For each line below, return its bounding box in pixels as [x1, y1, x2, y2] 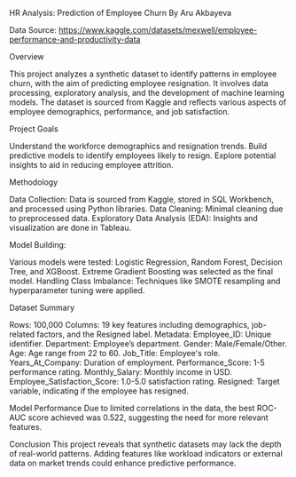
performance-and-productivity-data [9, 35, 141, 44]
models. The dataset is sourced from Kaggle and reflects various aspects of [9, 97, 286, 107]
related [9, 329, 35, 339]
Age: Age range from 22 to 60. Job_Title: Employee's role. [9, 348, 221, 358]
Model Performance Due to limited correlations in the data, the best [9, 403, 255, 413]
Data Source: [9, 25, 58, 35]
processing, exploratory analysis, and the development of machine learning [9, 88, 285, 98]
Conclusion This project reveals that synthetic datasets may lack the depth [9, 439, 282, 449]
